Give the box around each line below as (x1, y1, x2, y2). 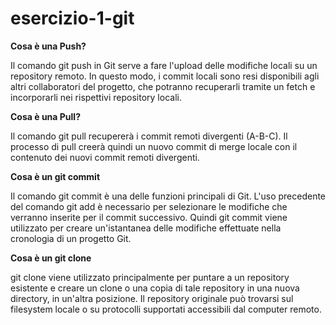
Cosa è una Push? (10, 40, 87, 52)
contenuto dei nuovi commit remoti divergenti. (10, 151, 200, 163)
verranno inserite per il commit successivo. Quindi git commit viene (10, 211, 288, 223)
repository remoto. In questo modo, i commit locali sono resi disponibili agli (10, 70, 320, 82)
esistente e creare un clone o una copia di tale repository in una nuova (10, 282, 300, 294)
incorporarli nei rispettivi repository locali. (10, 91, 182, 103)
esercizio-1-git (10, 7, 135, 30)
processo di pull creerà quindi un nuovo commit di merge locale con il (10, 140, 298, 152)
